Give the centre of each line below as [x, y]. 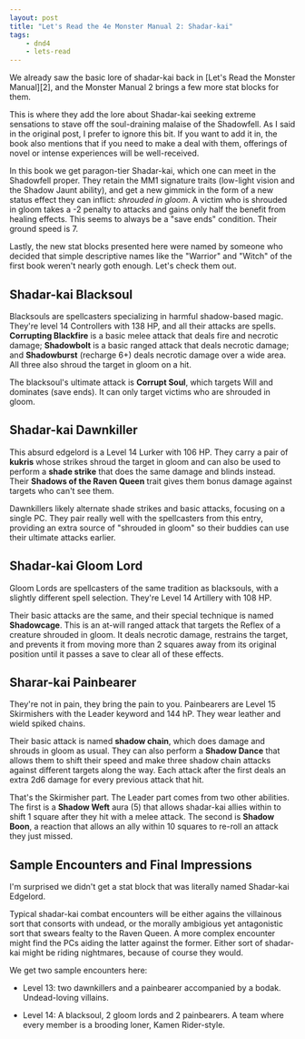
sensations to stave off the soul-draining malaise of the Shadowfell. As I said [152, 125]
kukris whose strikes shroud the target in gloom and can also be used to [145, 461]
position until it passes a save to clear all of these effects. [117, 654]
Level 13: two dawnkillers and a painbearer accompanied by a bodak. [152, 988]
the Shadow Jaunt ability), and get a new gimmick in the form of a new [142, 190]
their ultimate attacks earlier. [63, 537]
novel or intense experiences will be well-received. [104, 153]
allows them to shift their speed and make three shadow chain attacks [140, 761]
